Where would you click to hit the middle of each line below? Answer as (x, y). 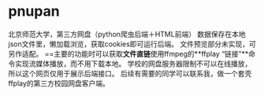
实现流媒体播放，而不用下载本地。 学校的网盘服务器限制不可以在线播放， (133, 63)
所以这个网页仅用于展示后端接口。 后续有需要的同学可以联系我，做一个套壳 (130, 73)
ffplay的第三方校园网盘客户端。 (59, 83)
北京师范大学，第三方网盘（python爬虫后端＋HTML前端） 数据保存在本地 (127, 34)
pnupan (34, 11)
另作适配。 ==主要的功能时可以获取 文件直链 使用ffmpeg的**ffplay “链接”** (128, 54)
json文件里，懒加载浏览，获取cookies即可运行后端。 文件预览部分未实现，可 (132, 44)
